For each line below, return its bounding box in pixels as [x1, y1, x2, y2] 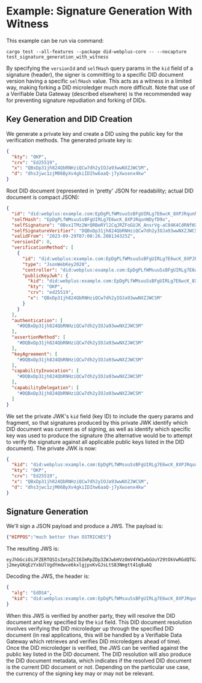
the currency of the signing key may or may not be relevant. [6, 670, 155, 677]
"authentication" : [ [11, 317, 63, 323]
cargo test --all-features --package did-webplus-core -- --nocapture [6, 48, 187, 55]
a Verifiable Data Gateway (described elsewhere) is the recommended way [6, 90, 192, 97]
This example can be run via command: [6, 37, 104, 44]
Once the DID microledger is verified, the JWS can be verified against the [6, 644, 188, 651]
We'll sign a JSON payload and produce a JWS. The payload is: [6, 523, 164, 530]
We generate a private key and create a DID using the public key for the [6, 130, 183, 137]
